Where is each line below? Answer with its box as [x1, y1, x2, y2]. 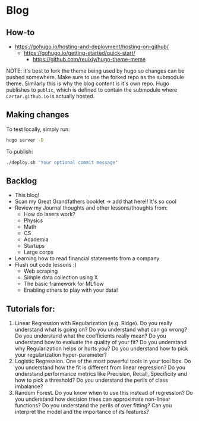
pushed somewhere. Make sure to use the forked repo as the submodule [6, 74, 184, 80]
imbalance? [14, 383, 43, 390]
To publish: [6, 148, 34, 155]
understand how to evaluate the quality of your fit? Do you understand [14, 339, 187, 346]
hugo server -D [6, 137, 44, 143]
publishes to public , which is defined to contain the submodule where [6, 86, 178, 93]
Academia [23, 236, 49, 243]
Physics [23, 217, 43, 224]
